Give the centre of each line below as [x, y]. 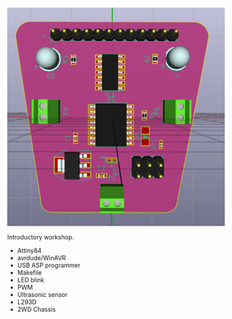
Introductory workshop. [41, 237]
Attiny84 [29, 250]
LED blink [31, 280]
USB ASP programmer [49, 265]
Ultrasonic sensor [42, 294]
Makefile [29, 272]
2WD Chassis [37, 309]
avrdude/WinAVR [41, 257]
